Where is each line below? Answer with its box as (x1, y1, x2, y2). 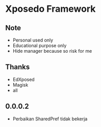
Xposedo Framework (5, 3, 96, 15)
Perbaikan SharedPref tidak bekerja (12, 116, 88, 122)
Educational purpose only (12, 43, 67, 49)
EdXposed (12, 76, 35, 82)
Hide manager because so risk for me (12, 48, 92, 54)
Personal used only (12, 37, 54, 43)
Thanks (5, 62, 30, 72)
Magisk (12, 81, 29, 88)
